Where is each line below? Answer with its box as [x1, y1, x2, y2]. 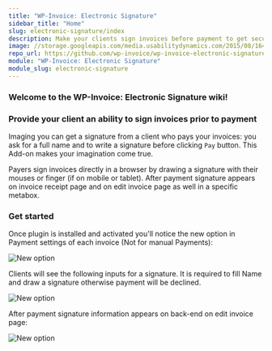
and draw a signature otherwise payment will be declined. [8, 277, 202, 288]
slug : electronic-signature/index [8, 27, 125, 35]
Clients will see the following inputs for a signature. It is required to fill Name [8, 269, 262, 279]
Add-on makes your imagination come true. [8, 148, 154, 158]
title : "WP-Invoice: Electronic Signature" [8, 11, 158, 20]
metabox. [8, 190, 40, 199]
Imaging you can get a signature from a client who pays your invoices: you [8, 131, 257, 141]
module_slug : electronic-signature [8, 65, 129, 73]
